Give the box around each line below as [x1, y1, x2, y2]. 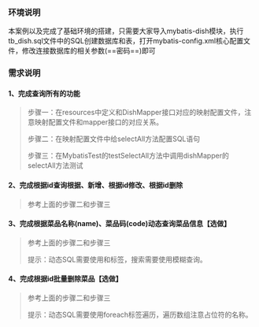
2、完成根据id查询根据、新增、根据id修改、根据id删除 [8, 180, 183, 190]
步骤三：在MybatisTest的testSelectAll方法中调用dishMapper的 [27, 151, 230, 161]
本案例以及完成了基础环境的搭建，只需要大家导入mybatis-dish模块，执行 [8, 26, 244, 36]
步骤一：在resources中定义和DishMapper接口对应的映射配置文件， [27, 108, 245, 117]
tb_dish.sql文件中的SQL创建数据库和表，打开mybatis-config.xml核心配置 [8, 36, 244, 46]
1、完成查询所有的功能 [8, 88, 81, 98]
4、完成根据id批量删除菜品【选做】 [8, 274, 124, 284]
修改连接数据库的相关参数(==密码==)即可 [21, 46, 156, 56]
